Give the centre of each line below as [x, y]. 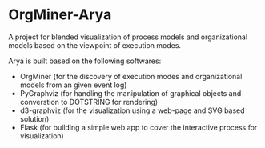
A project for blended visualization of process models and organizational [128, 37]
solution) [34, 118]
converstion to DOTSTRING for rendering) [89, 102]
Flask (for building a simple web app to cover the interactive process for [139, 127]
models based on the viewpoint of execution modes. [95, 45]
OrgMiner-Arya [60, 15]
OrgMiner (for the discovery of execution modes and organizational [131, 76]
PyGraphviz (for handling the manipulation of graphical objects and [130, 93]
